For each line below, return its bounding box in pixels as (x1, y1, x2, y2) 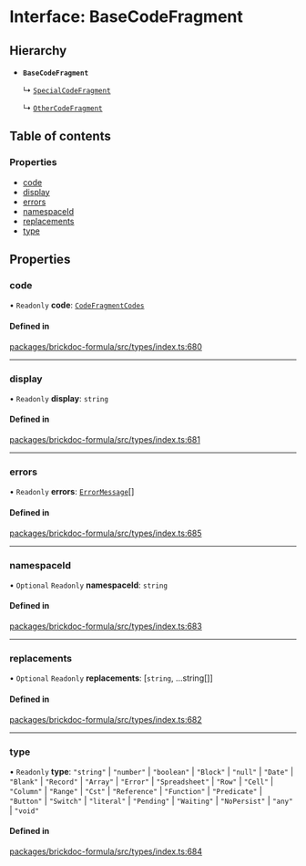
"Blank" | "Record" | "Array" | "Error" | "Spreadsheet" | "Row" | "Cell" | (9, 776, 274, 787)
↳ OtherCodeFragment (22, 102, 103, 113)
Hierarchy (9, 43, 67, 58)
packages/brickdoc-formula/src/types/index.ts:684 (9, 846, 203, 857)
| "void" (9, 805, 39, 816)
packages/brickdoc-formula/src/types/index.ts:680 (9, 340, 203, 352)
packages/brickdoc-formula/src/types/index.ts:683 (9, 621, 202, 631)
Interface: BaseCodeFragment (9, 6, 244, 27)
